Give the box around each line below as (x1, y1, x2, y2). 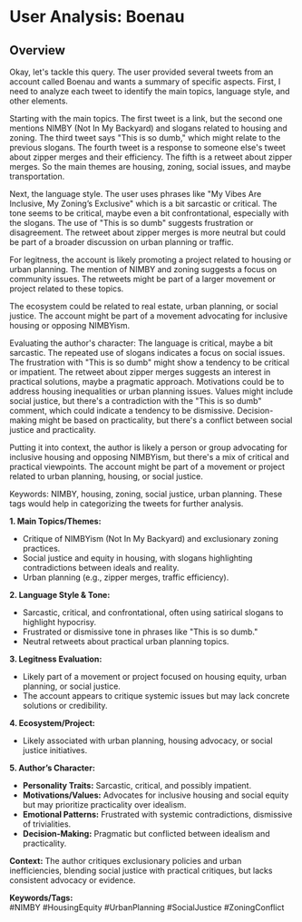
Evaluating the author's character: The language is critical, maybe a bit (9, 338, 274, 348)
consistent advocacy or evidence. (9, 875, 136, 886)
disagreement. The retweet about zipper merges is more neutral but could (9, 227, 286, 238)
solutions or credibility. (22, 701, 108, 711)
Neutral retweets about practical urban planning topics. (22, 636, 229, 646)
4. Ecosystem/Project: (9, 718, 95, 728)
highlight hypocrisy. (22, 617, 97, 627)
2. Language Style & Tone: (9, 590, 111, 600)
